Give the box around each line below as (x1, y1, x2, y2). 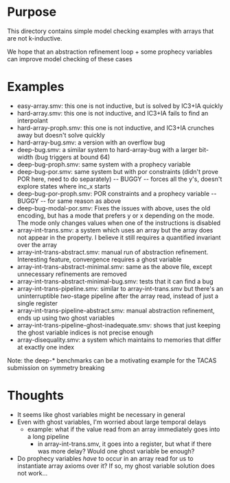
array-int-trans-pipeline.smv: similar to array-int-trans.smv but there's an (16, 284, 224, 292)
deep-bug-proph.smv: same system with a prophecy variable (16, 160, 191, 169)
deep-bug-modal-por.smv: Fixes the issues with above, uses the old (16, 204, 211, 212)
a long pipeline (27, 432, 69, 440)
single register (16, 299, 58, 307)
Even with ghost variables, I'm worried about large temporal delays (16, 418, 207, 426)
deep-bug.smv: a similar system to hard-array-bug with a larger (16, 145, 198, 153)
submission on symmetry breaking (7, 363, 105, 372)
